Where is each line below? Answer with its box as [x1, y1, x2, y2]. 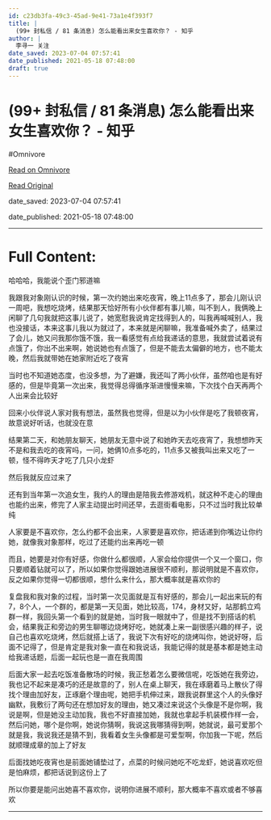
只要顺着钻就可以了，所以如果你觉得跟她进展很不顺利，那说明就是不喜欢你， [8, 564, 263, 574]
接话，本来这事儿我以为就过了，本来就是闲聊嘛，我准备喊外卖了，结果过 [22, 322, 263, 332]
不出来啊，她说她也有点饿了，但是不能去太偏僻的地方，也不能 [50, 343, 256, 352]
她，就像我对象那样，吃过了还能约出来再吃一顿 [8, 536, 164, 546]
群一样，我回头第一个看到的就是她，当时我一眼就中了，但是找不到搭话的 [8, 612, 248, 621]
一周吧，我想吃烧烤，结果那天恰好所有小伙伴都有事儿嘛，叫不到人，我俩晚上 [8, 302, 263, 312]
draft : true [8, 65, 48, 73]
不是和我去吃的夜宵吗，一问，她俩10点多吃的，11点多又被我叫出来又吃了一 [8, 445, 255, 455]
